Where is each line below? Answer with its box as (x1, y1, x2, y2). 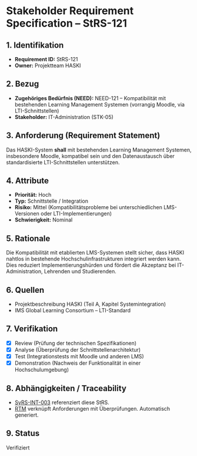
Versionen (14, 210, 40, 217)
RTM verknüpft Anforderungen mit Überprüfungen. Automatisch (14, 405, 171, 412)
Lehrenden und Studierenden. (44, 268, 116, 275)
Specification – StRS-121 (6, 16, 128, 30)
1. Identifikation (6, 40, 64, 50)
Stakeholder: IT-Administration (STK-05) (14, 113, 113, 120)
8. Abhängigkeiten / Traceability (6, 383, 126, 393)
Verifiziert (6, 444, 30, 451)
